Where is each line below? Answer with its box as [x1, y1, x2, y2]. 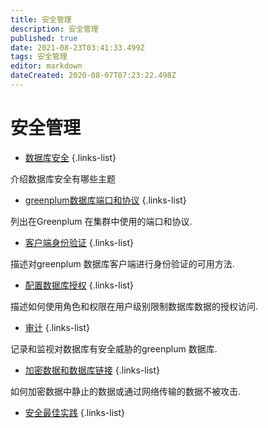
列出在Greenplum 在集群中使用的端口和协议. [10, 215, 193, 227]
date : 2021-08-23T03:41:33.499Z [10, 42, 145, 53]
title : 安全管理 [10, 14, 72, 25]
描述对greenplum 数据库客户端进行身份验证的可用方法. [10, 257, 235, 270]
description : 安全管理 [10, 24, 99, 34]
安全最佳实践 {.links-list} [24, 406, 126, 418]
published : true [10, 33, 78, 43]
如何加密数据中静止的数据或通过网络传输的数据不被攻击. [10, 385, 242, 397]
